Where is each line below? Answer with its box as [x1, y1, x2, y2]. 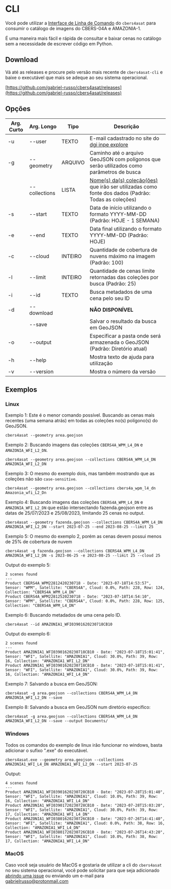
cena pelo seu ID [90, 294, 130, 301]
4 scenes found [5, 780, 38, 785]
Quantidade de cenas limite [90, 267, 155, 274]
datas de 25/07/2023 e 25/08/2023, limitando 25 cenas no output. [5, 510, 145, 516]
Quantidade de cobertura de [90, 246, 158, 253]
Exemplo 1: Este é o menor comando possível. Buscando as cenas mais [5, 412, 155, 418]
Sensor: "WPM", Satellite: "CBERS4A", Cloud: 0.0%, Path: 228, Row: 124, [5, 585, 165, 591]
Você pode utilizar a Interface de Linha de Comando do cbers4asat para [5, 20, 156, 26]
